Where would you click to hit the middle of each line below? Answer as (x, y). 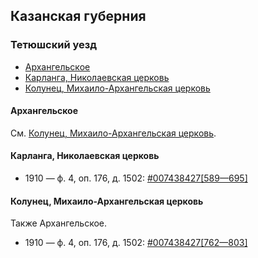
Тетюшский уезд (54, 45)
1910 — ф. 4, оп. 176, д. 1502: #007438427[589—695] (136, 178)
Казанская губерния (78, 16)
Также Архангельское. (59, 223)
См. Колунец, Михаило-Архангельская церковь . (113, 133)
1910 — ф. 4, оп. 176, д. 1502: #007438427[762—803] (136, 243)
